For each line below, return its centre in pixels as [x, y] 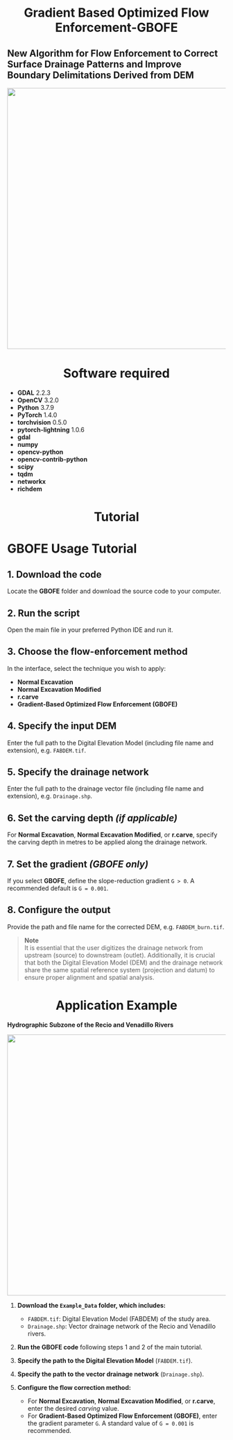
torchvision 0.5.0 [42, 422]
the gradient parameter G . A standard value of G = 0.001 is [111, 1423]
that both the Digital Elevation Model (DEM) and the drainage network [123, 963]
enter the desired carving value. [73, 1408]
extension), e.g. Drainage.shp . [50, 796]
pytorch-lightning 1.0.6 [51, 429]
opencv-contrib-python [52, 459]
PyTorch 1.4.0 [37, 415]
